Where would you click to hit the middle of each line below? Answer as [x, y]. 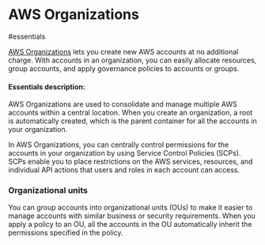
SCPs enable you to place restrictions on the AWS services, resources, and [131, 162]
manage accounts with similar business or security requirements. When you [132, 216]
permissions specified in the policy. [66, 233]
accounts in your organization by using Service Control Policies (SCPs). [125, 153]
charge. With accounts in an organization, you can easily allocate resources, [132, 60]
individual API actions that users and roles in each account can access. [124, 170]
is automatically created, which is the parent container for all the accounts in [132, 121]
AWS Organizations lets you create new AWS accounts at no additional [123, 51]
